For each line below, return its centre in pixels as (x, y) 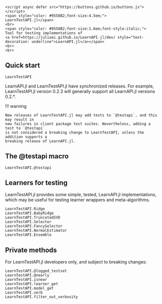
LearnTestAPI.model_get (30, 288)
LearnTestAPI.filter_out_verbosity (42, 297)
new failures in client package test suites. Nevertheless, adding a (78, 124)
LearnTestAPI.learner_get (32, 284)
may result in (20, 119)
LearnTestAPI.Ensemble (28, 235)
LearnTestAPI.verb (24, 293)
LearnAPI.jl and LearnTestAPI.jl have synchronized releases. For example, (80, 86)
